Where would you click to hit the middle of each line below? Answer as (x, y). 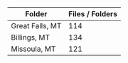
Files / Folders (93, 14)
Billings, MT (31, 37)
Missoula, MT (33, 49)
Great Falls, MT (36, 26)
